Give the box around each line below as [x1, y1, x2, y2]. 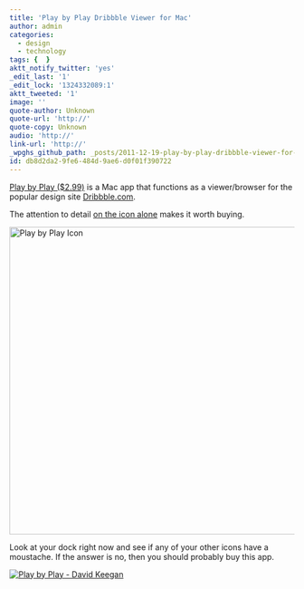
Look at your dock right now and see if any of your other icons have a [9, 541, 269, 553]
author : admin [9, 22, 63, 31]
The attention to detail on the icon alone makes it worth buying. [9, 208, 245, 219]
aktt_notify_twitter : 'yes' [9, 64, 116, 73]
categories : [9, 30, 54, 39]
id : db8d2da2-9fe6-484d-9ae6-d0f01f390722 [9, 156, 172, 166]
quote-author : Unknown [9, 106, 95, 115]
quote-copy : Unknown [9, 123, 88, 132]
